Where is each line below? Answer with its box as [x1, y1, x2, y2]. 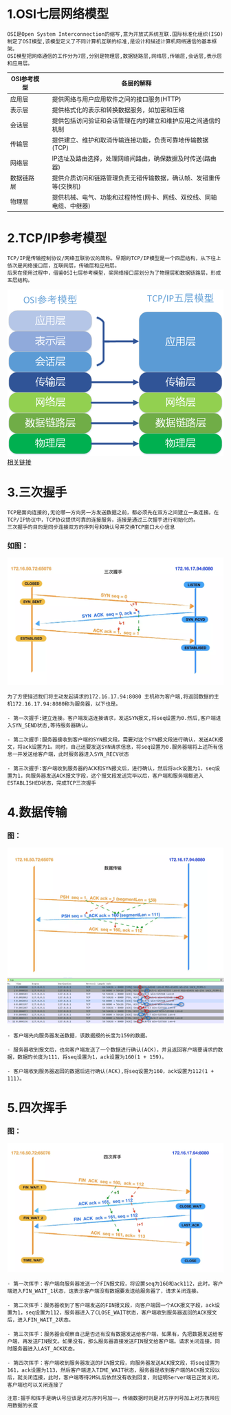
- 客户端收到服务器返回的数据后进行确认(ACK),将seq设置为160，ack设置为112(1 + [7, 1068, 214, 1075]
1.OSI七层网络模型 [7, 6, 109, 22]
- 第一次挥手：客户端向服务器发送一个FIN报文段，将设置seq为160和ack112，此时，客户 [7, 1280, 223, 1287]
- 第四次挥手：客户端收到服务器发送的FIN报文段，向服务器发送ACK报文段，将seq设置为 [7, 1359, 220, 1366]
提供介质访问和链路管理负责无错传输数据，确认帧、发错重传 [52, 173, 221, 182]
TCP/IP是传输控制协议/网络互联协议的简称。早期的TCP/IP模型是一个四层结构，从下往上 [7, 255, 221, 262]
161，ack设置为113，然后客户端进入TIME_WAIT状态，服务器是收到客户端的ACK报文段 [7, 1367, 215, 1374]
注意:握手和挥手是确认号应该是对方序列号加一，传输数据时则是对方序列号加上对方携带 [7, 1394, 215, 1401]
